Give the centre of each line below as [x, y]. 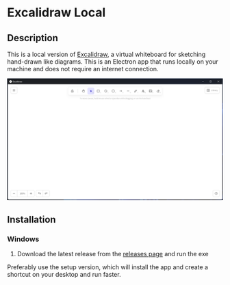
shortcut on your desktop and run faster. [64, 275]
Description [33, 38]
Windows [23, 239]
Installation [31, 220]
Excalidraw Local [56, 13]
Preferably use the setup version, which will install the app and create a [108, 267]
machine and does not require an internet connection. [83, 69]
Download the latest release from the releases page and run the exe [113, 254]
